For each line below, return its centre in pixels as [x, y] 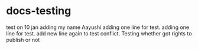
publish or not [23, 40]
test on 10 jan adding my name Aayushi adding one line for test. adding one [98, 27]
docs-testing [39, 11]
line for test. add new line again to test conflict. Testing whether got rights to [99, 33]
